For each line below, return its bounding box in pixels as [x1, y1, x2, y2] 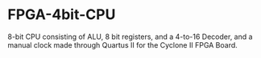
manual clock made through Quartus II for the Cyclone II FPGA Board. [7, 40, 238, 49]
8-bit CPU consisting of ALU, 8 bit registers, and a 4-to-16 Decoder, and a [7, 32, 253, 41]
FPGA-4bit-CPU [7, 6, 116, 24]
